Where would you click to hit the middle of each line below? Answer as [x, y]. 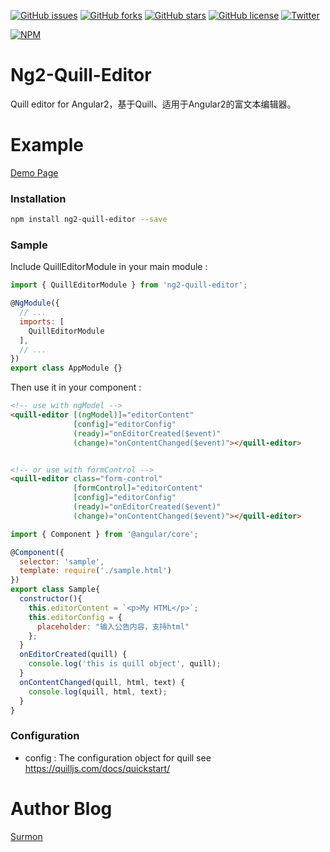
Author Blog [61, 808]
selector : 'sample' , [62, 561]
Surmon [26, 836]
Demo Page [34, 172]
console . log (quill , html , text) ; [98, 691]
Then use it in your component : [76, 387]
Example [47, 145]
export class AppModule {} [66, 368]
